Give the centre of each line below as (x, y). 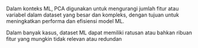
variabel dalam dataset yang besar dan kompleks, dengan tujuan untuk (93, 15)
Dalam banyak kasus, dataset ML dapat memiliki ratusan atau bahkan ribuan (99, 33)
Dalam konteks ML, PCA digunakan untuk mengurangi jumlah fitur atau (92, 9)
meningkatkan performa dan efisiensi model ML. (65, 21)
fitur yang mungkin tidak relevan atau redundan (64, 39)
